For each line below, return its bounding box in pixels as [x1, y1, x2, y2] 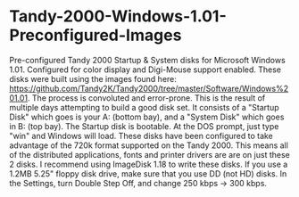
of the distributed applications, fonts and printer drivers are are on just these [9, 149, 290, 160]
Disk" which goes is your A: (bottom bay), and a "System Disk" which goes [9, 111, 285, 122]
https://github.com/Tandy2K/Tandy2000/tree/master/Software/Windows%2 [9, 83, 289, 94]
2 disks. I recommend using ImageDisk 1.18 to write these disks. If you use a [9, 159, 288, 169]
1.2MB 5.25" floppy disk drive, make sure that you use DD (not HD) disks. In [9, 168, 287, 179]
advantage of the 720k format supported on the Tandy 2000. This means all [9, 140, 288, 151]
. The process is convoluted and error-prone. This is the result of [27, 92, 266, 103]
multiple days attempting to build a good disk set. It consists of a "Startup [9, 102, 279, 112]
